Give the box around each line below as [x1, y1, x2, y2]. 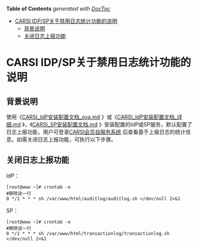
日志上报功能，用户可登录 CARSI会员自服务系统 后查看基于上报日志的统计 [6, 128, 186, 135]
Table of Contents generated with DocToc [6, 5, 111, 12]
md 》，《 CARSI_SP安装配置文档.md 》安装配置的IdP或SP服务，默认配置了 [13, 121, 193, 128]
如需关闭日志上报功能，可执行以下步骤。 [16, 136, 117, 143]
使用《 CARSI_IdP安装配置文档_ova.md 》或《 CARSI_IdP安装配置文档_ [6, 113, 178, 121]
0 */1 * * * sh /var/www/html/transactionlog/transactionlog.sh [6, 230, 170, 236]
